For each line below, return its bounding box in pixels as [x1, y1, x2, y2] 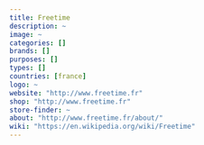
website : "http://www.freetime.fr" [9, 88, 144, 97]
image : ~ [9, 30, 42, 39]
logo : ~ [9, 80, 39, 89]
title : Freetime [9, 13, 70, 23]
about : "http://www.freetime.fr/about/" [9, 113, 164, 122]
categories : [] [9, 38, 67, 48]
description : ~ [9, 22, 67, 31]
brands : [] [9, 47, 51, 56]
